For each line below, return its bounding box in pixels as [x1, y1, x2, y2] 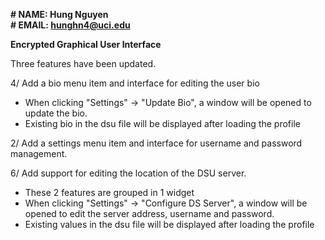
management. [10, 148, 68, 159]
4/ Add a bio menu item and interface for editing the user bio [10, 77, 260, 89]
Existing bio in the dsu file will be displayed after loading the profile [24, 118, 301, 129]
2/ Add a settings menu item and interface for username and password [10, 137, 303, 149]
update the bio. [24, 107, 88, 119]
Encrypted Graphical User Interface [10, 39, 162, 50]
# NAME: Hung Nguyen [10, 9, 109, 20]
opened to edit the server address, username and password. [24, 208, 275, 219]
